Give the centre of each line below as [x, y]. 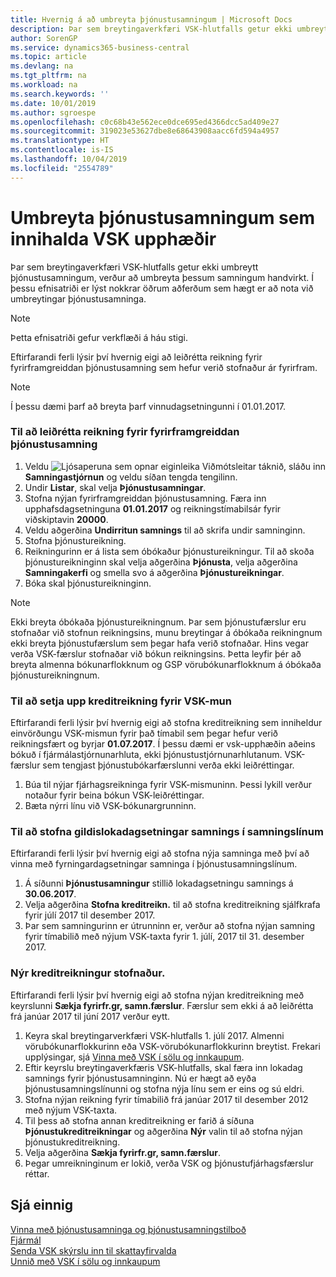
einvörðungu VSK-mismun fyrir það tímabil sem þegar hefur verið [144, 733]
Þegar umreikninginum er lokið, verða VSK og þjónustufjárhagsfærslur [169, 1163]
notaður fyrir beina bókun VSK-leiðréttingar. [114, 795]
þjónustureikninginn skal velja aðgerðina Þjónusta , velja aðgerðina [161, 562]
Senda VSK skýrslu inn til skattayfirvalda [93, 1250]
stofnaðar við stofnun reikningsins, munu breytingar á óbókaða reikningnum [166, 632]
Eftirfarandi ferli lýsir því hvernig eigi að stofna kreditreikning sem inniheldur [166, 723]
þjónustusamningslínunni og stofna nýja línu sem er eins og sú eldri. [164, 1088]
